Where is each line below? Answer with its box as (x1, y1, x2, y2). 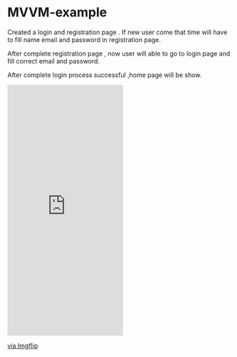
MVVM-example (7, 4, 107, 21)
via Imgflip (7, 341, 38, 350)
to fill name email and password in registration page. (7, 35, 162, 43)
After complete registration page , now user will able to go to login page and (7, 49, 231, 58)
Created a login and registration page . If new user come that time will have (7, 28, 228, 36)
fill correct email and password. (7, 56, 100, 65)
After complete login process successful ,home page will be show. (7, 71, 202, 79)
